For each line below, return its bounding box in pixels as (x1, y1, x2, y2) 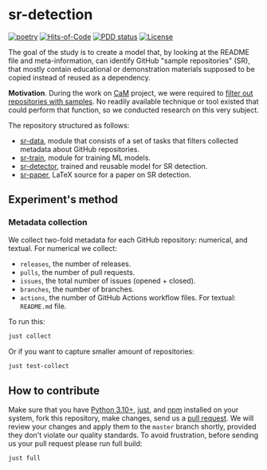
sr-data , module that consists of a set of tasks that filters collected (19, 135, 239, 145)
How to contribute (8, 384, 100, 398)
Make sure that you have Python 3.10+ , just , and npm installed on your (8, 405, 239, 415)
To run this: (8, 316, 45, 326)
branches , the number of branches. (19, 284, 135, 294)
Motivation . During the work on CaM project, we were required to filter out (8, 88, 253, 97)
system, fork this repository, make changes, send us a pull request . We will (8, 413, 254, 423)
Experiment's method (8, 193, 118, 206)
